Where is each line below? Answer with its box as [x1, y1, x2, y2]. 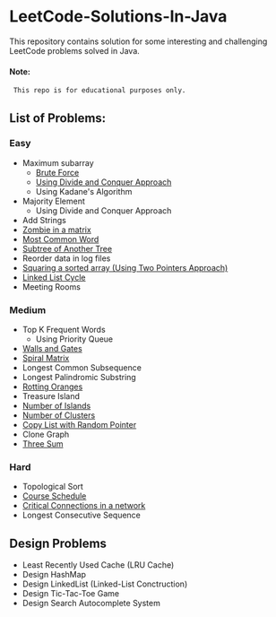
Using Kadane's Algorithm [35, 186, 133, 196]
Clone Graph [22, 429, 70, 440]
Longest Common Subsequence [22, 362, 142, 373]
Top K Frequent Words [22, 325, 106, 335]
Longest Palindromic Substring [22, 372, 136, 383]
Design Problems [9, 535, 108, 551]
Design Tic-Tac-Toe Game [22, 588, 119, 599]
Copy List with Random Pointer [22, 420, 137, 430]
